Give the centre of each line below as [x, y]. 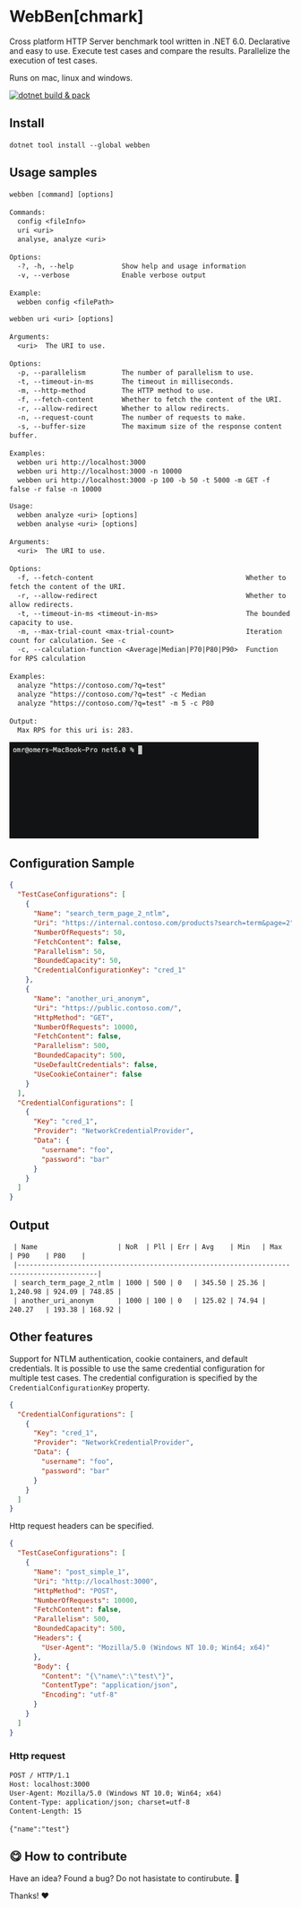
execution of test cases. [54, 60]
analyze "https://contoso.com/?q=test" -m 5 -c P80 [116, 703]
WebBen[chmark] [77, 17]
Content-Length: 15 [46, 1811]
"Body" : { [51, 1666]
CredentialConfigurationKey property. [80, 1387]
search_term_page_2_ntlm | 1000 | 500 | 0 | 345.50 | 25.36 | [144, 1283]
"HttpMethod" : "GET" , [73, 1018]
